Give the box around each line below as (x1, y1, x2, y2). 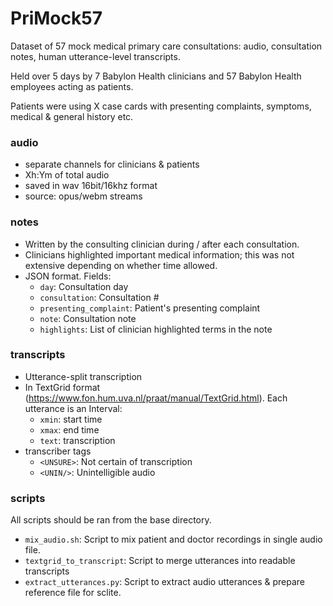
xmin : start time (39, 413, 103, 425)
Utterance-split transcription (24, 370, 143, 382)
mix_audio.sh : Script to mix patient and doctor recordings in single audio (24, 533, 323, 546)
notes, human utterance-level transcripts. (10, 50, 181, 62)
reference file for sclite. (24, 587, 122, 599)
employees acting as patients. (10, 80, 134, 92)
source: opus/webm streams (24, 190, 143, 202)
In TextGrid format (24, 381, 101, 393)
